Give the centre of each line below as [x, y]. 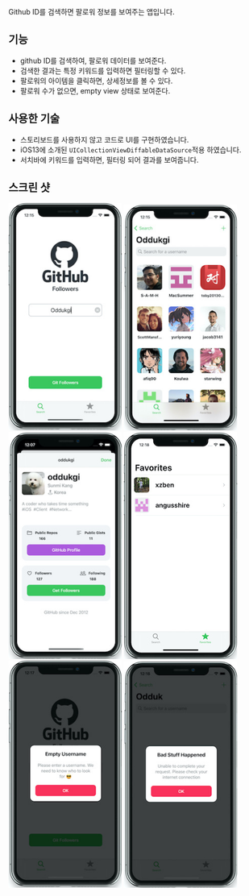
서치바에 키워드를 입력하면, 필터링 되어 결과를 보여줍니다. [109, 160]
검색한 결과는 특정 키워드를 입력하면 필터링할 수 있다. [103, 70]
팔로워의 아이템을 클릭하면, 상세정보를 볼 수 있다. [96, 81]
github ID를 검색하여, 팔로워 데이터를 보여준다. [93, 60]
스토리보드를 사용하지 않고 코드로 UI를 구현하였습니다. [104, 139]
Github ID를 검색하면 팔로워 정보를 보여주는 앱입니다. [91, 12]
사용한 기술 [34, 119]
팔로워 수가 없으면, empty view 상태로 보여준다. [95, 90]
